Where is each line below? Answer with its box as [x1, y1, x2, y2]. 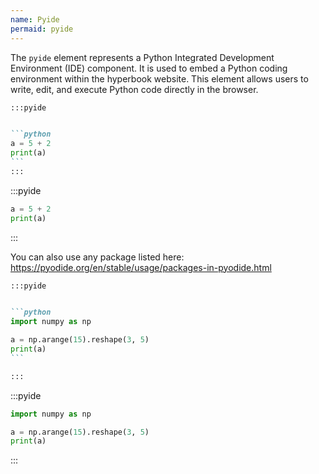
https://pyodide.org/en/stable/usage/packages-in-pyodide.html [10, 261, 272, 273]
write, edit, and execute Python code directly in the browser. [10, 83, 259, 95]
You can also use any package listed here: [10, 251, 185, 263]
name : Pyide [10, 14, 60, 25]
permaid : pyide [10, 24, 74, 34]
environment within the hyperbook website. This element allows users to [10, 72, 309, 85]
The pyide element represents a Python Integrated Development [10, 51, 275, 63]
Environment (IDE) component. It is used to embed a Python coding [10, 62, 288, 74]
